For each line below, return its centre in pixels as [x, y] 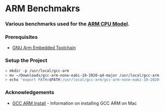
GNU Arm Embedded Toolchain [44, 48]
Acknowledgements [30, 92]
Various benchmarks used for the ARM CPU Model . [67, 24]
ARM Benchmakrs [42, 9]
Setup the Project [26, 60]
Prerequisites [21, 37]
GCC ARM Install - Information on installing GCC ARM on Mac [74, 103]
